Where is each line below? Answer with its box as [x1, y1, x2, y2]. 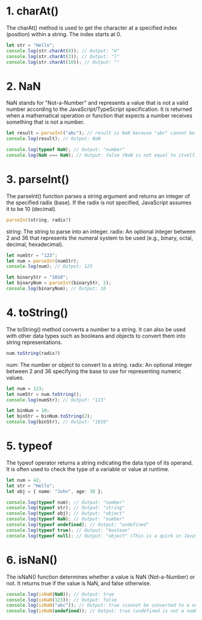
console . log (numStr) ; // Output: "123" [6, 396, 106, 403]
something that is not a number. [6, 119, 85, 126]
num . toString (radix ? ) [6, 350, 61, 356]
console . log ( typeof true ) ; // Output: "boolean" [6, 527, 130, 533]
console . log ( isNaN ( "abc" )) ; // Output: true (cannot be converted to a [6, 603, 189, 609]
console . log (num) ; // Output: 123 [6, 263, 93, 269]
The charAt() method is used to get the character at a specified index [6, 24, 177, 31]
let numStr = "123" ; [6, 252, 58, 258]
